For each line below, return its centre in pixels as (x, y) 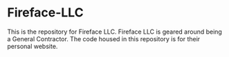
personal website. (33, 46)
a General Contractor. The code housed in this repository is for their (104, 38)
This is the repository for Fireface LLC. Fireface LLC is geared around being (115, 32)
